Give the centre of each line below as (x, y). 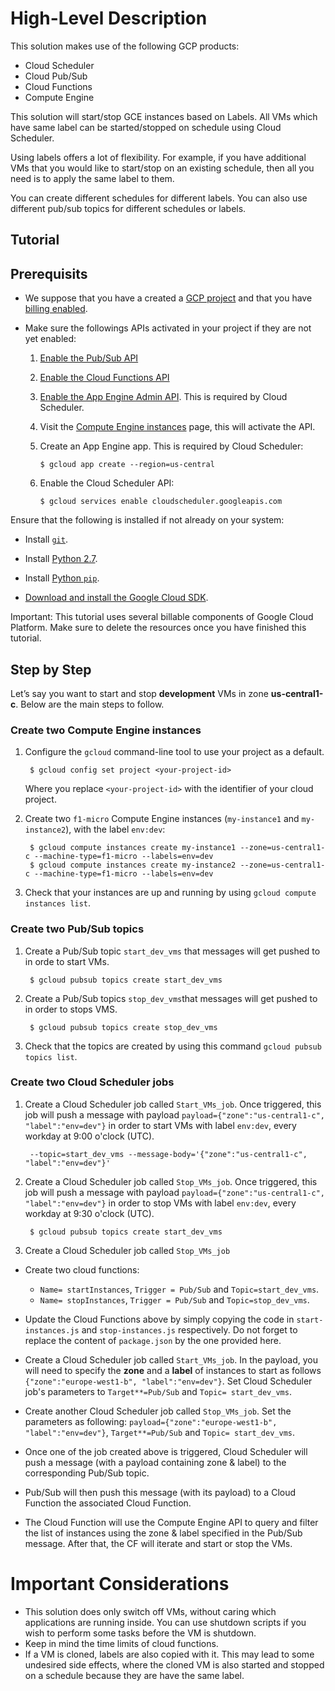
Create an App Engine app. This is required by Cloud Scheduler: (171, 446)
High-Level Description (109, 18)
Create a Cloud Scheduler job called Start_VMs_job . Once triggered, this (173, 1104)
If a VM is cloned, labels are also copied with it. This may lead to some (169, 1654)
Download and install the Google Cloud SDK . (116, 598)
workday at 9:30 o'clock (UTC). (89, 1213)
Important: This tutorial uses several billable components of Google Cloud (162, 617)
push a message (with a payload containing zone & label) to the (155, 1462)
